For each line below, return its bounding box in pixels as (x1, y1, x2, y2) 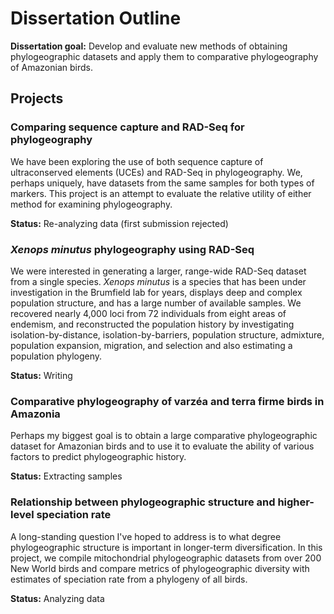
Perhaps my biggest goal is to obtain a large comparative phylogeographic (10, 430, 318, 442)
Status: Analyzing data (10, 592, 105, 604)
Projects (10, 90, 64, 107)
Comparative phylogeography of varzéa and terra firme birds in (10, 394, 325, 408)
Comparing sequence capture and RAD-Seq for (10, 120, 245, 134)
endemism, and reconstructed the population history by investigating (10, 318, 295, 330)
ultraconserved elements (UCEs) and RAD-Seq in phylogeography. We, (10, 166, 303, 178)
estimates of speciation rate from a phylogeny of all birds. (10, 573, 248, 585)
